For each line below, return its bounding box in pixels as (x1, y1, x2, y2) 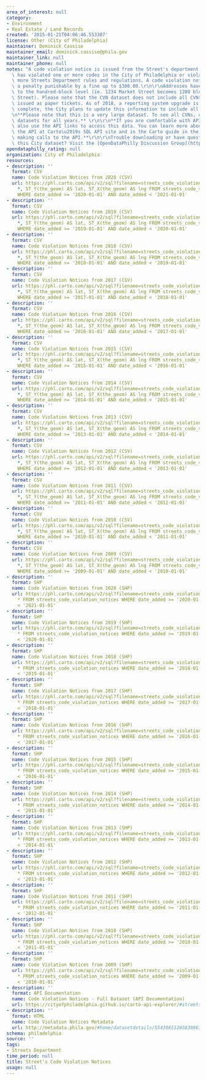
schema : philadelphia (6, 1030, 62, 1036)
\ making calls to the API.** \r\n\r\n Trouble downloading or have (12, 134, 185, 141)
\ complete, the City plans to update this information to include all (12, 106, 199, 112)
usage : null (6, 1064, 37, 1071)
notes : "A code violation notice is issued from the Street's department (6, 66, 199, 72)
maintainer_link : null (6, 55, 64, 61)
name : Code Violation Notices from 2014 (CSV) (12, 380, 133, 386)
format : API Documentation (12, 990, 81, 997)
